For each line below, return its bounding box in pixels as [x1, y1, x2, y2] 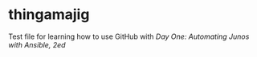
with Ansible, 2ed [8, 40, 66, 49]
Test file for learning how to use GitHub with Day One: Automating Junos [8, 32, 250, 41]
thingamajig [8, 6, 90, 24]
